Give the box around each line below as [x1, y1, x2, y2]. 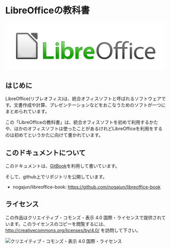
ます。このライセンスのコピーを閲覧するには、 [9, 220, 108, 227]
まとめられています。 [5, 108, 50, 115]
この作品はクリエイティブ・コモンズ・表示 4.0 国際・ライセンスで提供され [5, 214, 162, 220]
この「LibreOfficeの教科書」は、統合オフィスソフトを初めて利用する [5, 119, 150, 126]
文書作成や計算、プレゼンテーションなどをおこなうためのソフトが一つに [13, 102, 166, 108]
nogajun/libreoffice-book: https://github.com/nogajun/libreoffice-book [12, 184, 161, 190]
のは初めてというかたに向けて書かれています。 [5, 132, 104, 138]
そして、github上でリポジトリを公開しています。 [5, 174, 107, 180]
